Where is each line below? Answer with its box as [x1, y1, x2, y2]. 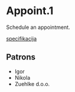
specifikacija [6, 35, 37, 42]
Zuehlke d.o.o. [14, 80, 50, 87]
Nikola [14, 74, 31, 81]
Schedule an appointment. [6, 24, 70, 31]
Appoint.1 [6, 4, 54, 18]
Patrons [6, 52, 35, 63]
